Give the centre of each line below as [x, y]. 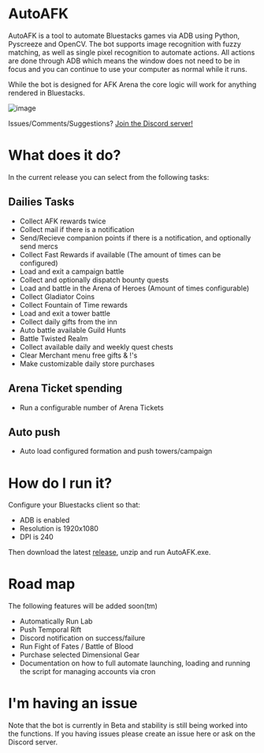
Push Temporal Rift [50, 630]
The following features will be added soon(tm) [83, 606]
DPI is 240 [36, 537]
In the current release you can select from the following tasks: [109, 177]
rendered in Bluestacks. [46, 92]
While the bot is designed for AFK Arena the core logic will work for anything [132, 84]
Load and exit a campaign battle [72, 271]
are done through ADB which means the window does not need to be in [124, 61]
